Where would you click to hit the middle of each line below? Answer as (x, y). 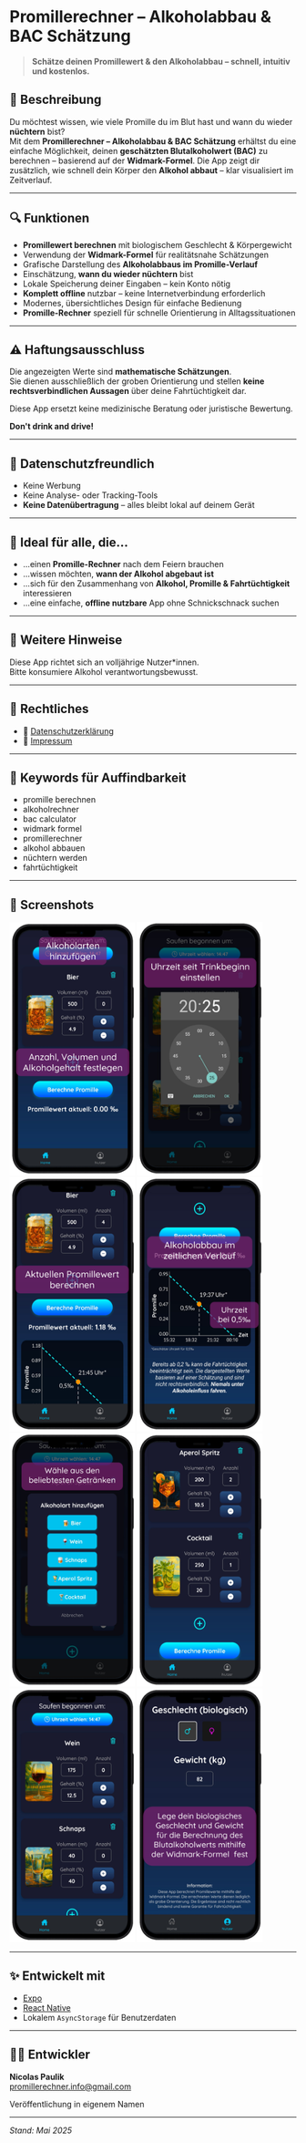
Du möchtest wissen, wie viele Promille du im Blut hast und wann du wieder (151, 121)
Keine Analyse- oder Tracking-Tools (90, 495)
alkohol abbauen (54, 848)
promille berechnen (59, 800)
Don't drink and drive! (51, 427)
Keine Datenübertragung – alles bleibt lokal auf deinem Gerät (138, 505)
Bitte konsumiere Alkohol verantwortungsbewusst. (104, 671)
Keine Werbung (52, 486)
